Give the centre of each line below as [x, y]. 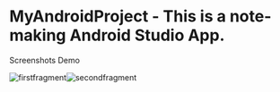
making [38, 35]
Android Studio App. [147, 35]
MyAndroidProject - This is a [118, 17]
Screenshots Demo [45, 60]
